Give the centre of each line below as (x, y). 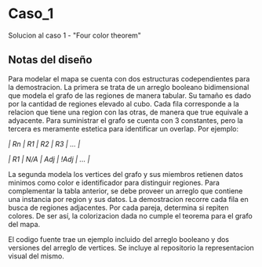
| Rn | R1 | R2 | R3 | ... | (44, 144)
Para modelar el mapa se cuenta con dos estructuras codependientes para (129, 78)
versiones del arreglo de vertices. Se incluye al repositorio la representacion (131, 247)
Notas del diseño (50, 60)
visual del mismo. (36, 256)
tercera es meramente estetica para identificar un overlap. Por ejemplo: (124, 128)
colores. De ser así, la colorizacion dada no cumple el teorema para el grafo (130, 215)
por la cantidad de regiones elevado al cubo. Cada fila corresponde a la (124, 103)
